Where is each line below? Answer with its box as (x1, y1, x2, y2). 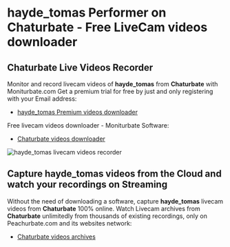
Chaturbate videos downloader (17, 135, 105, 143)
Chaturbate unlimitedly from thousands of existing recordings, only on (7, 212, 208, 220)
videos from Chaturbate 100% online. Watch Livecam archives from (7, 204, 201, 213)
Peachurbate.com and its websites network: (7, 219, 132, 227)
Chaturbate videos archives (17, 233, 96, 241)
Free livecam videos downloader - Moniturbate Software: (7, 121, 169, 129)
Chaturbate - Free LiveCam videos (7, 19, 208, 35)
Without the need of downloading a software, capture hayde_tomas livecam (7, 197, 224, 205)
